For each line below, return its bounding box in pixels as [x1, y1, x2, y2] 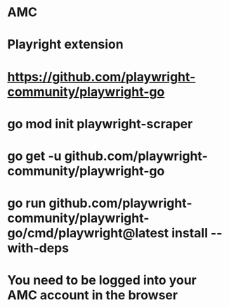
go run [7, 195, 46, 211]
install [171, 225, 209, 242]
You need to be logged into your [7, 272, 197, 289]
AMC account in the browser [7, 287, 178, 303]
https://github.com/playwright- [7, 68, 196, 84]
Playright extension [7, 37, 124, 53]
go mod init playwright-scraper [7, 115, 193, 132]
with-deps [7, 240, 69, 256]
